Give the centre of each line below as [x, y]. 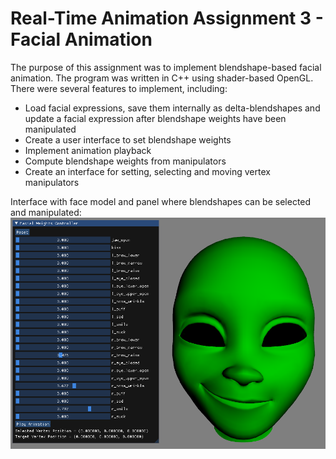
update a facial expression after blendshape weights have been [155, 118]
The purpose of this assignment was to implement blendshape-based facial [166, 67]
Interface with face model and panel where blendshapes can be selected [161, 201]
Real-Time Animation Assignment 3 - [167, 18]
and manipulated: [46, 212]
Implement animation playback [88, 150]
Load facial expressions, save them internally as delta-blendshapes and [172, 108]
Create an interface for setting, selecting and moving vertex [147, 171]
